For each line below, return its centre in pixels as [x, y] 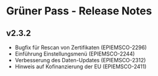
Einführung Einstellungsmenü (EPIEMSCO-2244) [75, 54]
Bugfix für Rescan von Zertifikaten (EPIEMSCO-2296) [81, 47]
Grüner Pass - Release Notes [79, 11]
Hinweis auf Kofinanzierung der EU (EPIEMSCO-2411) [80, 66]
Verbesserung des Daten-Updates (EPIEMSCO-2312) [80, 60]
